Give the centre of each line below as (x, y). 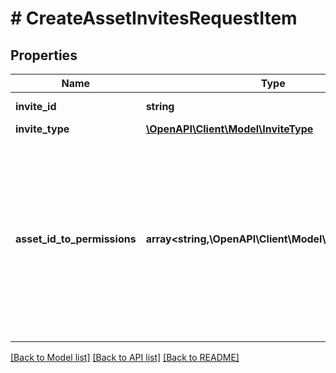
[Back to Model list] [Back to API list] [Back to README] (125, 357)
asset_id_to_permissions (76, 239)
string (160, 106)
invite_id (36, 106)
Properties (44, 55)
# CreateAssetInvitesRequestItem (154, 18)
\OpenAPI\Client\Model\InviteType (229, 129)
